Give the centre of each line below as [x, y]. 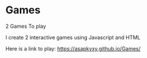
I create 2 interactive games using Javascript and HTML [73, 37]
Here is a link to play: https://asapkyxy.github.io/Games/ [73, 48]
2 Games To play [26, 26]
